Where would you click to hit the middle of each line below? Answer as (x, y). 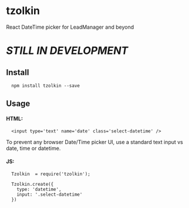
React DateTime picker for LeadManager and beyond (70, 27)
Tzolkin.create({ (33, 184)
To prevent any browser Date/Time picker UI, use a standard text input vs (95, 142)
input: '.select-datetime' (50, 195)
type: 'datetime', (39, 189)
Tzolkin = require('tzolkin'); (51, 174)
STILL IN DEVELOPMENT (67, 51)
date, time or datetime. (33, 148)
